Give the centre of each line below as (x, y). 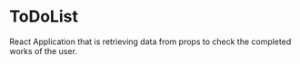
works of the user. (43, 50)
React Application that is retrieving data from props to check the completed (150, 41)
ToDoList (44, 17)
